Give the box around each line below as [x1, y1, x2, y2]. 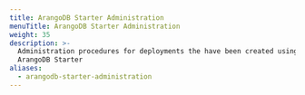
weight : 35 [9, 30, 51, 39]
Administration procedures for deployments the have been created [17, 47, 274, 56]
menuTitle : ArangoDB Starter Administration [9, 22, 181, 31]
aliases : [9, 64, 43, 73]
